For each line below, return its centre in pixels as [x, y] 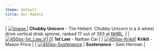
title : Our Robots [24, 14]
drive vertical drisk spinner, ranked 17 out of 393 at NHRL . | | [67, 34]
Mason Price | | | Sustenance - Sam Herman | [75, 44]
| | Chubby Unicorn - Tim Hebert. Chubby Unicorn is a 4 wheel [79, 28]
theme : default [21, 10]
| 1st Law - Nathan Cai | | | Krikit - [102, 39]
